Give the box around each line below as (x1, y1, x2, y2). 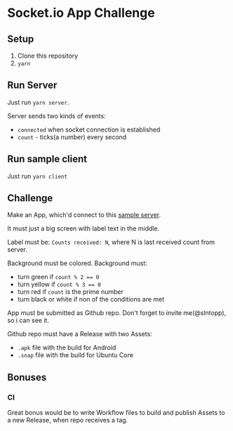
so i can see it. (7, 316, 49, 325)
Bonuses (7, 371, 47, 383)
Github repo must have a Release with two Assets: (7, 330, 152, 338)
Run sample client (7, 153, 88, 165)
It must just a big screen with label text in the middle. (7, 224, 160, 233)
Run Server (7, 79, 58, 91)
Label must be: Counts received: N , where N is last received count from (7, 238, 215, 247)
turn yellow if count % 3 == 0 (17, 280, 102, 289)
